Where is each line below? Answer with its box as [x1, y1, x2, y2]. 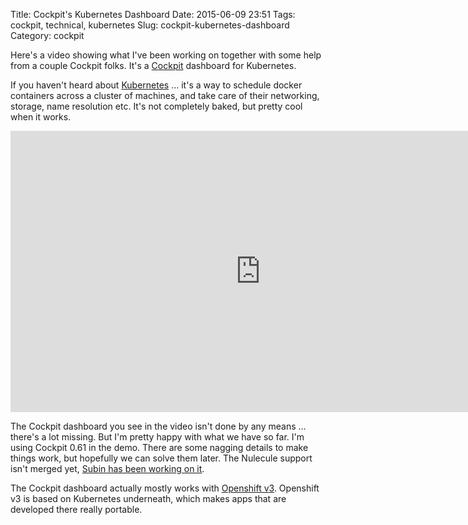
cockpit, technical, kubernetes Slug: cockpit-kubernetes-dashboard [10, 19, 290, 31]
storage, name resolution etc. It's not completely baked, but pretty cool [10, 100, 303, 112]
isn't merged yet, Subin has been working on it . [10, 463, 205, 474]
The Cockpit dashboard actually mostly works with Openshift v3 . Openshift [10, 482, 320, 494]
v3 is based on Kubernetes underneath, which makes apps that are [10, 493, 287, 504]
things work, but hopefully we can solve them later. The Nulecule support [10, 452, 313, 464]
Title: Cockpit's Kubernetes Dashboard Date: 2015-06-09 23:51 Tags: [10, 9, 296, 20]
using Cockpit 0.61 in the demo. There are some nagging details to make [10, 442, 309, 453]
